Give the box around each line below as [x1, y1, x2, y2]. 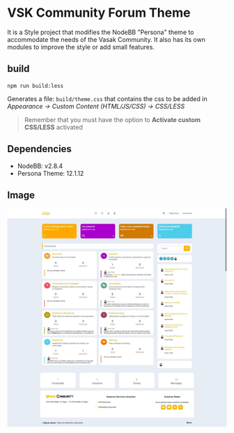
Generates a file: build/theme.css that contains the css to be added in [7, 94, 208, 102]
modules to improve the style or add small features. [7, 43, 155, 51]
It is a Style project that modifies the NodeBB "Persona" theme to [7, 28, 194, 36]
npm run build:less [7, 82, 64, 89]
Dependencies [7, 143, 72, 155]
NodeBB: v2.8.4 [17, 162, 63, 170]
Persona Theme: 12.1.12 [17, 169, 84, 177]
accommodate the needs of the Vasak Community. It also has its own [7, 35, 205, 43]
